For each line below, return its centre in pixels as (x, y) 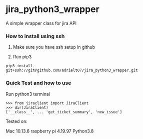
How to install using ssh (35, 36)
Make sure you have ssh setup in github (54, 47)
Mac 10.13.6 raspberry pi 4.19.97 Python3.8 (50, 131)
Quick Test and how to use (38, 83)
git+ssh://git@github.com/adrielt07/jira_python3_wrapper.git (72, 71)
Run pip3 (22, 57)
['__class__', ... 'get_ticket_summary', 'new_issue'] (64, 112)
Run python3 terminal (28, 94)
